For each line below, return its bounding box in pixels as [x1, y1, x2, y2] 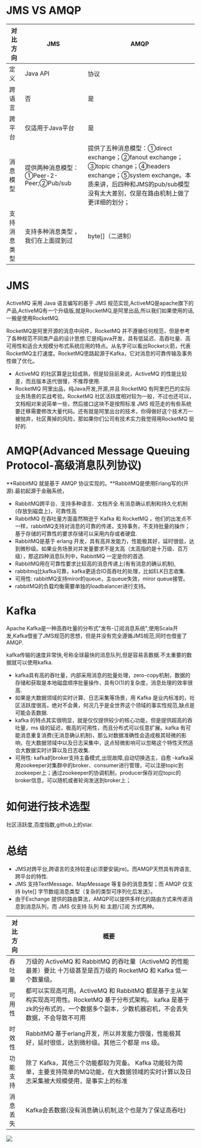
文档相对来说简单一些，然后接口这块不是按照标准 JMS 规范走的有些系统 [14, 400, 192, 407]
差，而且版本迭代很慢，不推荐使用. [14, 377, 100, 384]
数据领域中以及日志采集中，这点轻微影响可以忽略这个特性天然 [35, 739, 188, 746]
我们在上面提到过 [25, 236, 73, 244]
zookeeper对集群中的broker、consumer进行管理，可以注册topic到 [20, 761, 184, 769]
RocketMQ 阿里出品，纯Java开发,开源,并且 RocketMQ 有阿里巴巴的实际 [14, 385, 191, 392]
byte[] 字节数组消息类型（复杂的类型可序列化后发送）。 [22, 887, 156, 895]
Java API [25, 69, 50, 77]
